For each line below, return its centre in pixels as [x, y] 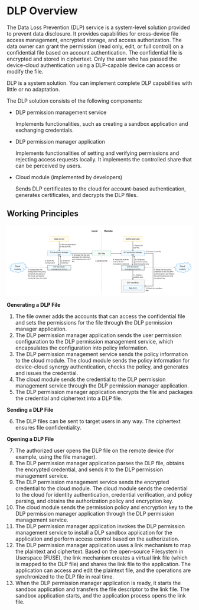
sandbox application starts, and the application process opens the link [100, 596]
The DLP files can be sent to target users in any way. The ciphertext [98, 421]
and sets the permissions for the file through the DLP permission [94, 323]
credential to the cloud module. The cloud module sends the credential [101, 488]
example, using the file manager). [56, 457]
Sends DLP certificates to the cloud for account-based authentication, [101, 189]
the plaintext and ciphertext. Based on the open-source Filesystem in [99, 552]
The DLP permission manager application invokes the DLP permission [100, 526]
